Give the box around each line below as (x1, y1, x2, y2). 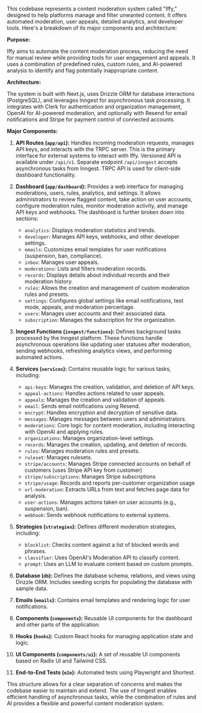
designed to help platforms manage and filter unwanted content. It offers (7, 11, 187, 19)
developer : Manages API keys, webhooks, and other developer (24, 233, 180, 240)
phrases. (24, 548, 47, 554)
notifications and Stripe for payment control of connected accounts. (7, 116, 176, 123)
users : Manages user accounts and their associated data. (24, 310, 167, 317)
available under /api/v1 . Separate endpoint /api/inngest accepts (15, 159, 178, 165)
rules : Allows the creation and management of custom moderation (24, 284, 190, 291)
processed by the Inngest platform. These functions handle (15, 335, 163, 341)
